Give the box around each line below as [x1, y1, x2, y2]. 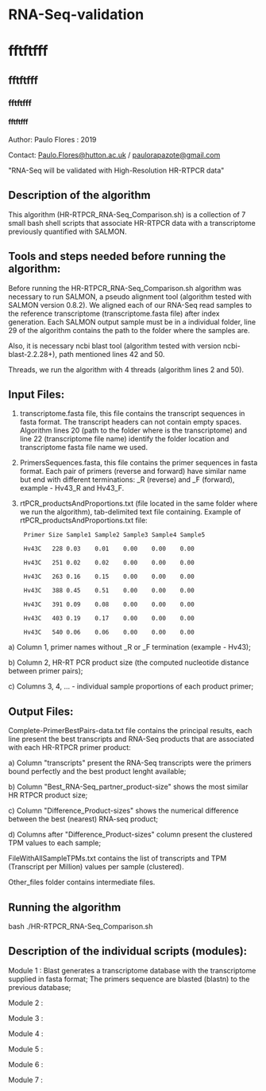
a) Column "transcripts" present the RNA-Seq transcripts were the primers [8, 758, 252, 768]
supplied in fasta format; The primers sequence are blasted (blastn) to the [8, 974, 250, 984]
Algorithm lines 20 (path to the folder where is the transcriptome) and [19, 425, 248, 435]
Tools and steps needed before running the [8, 250, 226, 263]
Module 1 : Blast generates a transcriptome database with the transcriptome [8, 965, 256, 975]
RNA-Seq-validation [8, 6, 145, 24]
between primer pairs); [8, 666, 83, 676]
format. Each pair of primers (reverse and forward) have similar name [19, 467, 247, 476]
